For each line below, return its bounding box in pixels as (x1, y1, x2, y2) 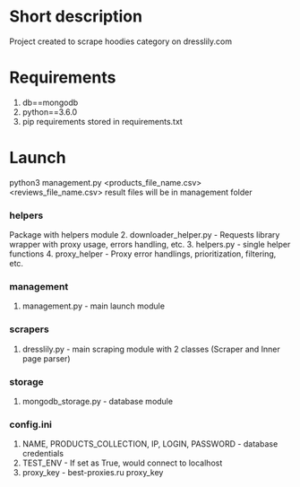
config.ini (9, 418, 52, 430)
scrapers (9, 323, 49, 335)
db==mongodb (21, 97, 79, 108)
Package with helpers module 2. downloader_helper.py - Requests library (9, 230, 280, 240)
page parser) (21, 352, 71, 364)
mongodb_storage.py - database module (21, 396, 173, 406)
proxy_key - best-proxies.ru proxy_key (21, 467, 164, 478)
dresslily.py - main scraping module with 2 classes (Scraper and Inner (21, 344, 280, 354)
